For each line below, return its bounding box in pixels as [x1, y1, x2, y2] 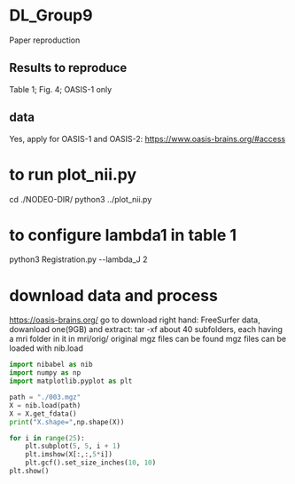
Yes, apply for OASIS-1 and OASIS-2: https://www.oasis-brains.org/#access [9, 133, 286, 144]
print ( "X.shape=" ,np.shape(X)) [9, 417, 125, 426]
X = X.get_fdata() [9, 409, 77, 418]
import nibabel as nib [9, 361, 93, 369]
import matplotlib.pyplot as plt [9, 377, 133, 386]
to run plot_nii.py [9, 164, 137, 185]
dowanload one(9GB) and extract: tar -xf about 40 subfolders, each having [9, 324, 283, 335]
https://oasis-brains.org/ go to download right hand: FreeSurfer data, [9, 314, 260, 325]
